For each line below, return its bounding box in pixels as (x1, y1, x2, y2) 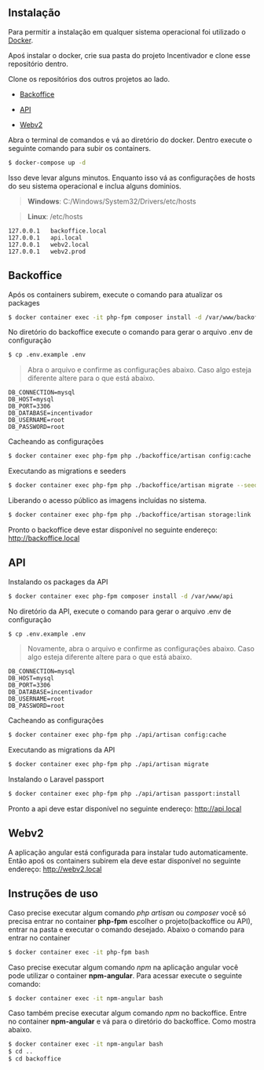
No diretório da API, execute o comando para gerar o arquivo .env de (8, 606, 232, 616)
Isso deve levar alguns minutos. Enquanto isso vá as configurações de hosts (8, 173, 255, 182)
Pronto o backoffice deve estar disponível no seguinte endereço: (8, 525, 218, 534)
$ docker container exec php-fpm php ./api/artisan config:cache (8, 731, 226, 739)
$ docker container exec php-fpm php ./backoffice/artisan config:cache (8, 452, 251, 460)
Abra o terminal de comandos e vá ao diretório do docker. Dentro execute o (8, 135, 253, 145)
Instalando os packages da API (8, 577, 108, 586)
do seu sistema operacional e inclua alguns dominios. (8, 181, 182, 191)
